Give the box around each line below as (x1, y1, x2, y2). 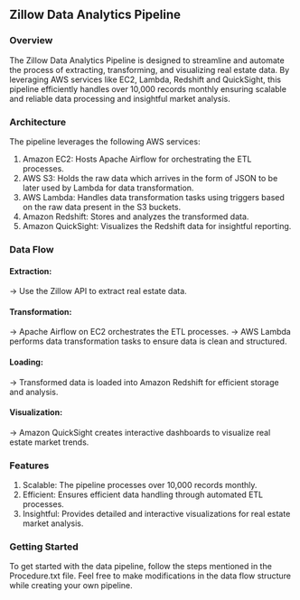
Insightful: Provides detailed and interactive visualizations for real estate (22, 509, 291, 520)
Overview (9, 34, 53, 47)
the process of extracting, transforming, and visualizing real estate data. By (9, 64, 290, 75)
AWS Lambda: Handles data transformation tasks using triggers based (22, 191, 285, 202)
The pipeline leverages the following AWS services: (9, 135, 201, 147)
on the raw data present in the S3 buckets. (22, 201, 182, 212)
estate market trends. (9, 437, 89, 448)
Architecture (9, 115, 67, 128)
